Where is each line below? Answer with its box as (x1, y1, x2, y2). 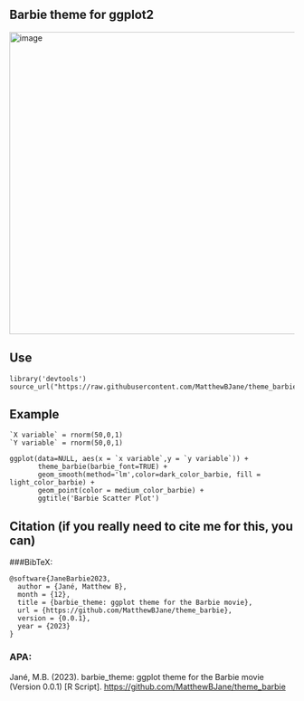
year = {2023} (17, 622, 71, 631)
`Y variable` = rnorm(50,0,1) (9, 438, 124, 447)
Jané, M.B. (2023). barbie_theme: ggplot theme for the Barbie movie (9, 671, 264, 682)
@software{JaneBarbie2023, (9, 574, 111, 583)
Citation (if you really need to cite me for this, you (9, 518, 294, 533)
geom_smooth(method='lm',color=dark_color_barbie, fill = (37, 470, 261, 479)
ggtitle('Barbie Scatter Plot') (37, 494, 160, 504)
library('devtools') (9, 374, 88, 383)
